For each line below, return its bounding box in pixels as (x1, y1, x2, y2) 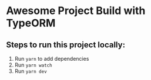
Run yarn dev (14, 68, 47, 74)
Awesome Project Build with (6, 4, 146, 18)
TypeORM (6, 16, 56, 30)
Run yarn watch (14, 61, 52, 68)
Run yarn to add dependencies (14, 55, 89, 62)
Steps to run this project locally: (6, 40, 125, 50)
